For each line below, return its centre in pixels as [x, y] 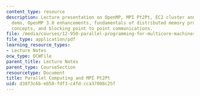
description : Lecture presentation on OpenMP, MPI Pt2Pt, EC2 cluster [96, 17]
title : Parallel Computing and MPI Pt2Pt [58, 78]
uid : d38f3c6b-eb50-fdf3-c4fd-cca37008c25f [61, 84]
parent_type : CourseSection [41, 67]
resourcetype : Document [36, 73]
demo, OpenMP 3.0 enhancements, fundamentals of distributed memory [98, 23]
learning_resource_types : [38, 45]
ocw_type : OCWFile [29, 56]
